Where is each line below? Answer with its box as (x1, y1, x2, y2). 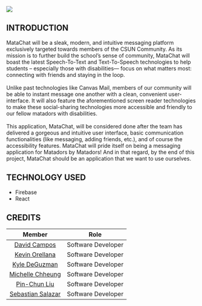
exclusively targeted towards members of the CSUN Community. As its (6, 45, 183, 53)
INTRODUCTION (6, 23, 69, 33)
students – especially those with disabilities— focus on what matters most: (6, 64, 192, 72)
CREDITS (6, 213, 41, 223)
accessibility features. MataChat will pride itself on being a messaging (6, 142, 181, 149)
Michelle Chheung (9, 270, 62, 279)
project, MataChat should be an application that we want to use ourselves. (6, 155, 192, 162)
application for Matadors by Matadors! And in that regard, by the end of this (6, 148, 195, 156)
